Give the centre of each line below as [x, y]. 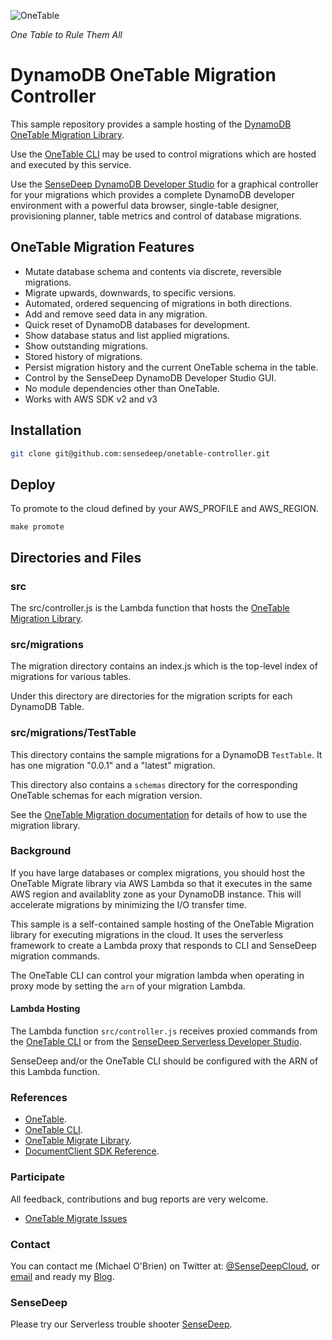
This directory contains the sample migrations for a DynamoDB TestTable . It [166, 754]
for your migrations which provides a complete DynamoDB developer [152, 194]
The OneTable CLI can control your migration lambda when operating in [157, 975]
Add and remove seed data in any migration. [116, 314]
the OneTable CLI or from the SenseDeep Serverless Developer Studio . [156, 1042]
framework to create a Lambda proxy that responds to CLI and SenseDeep [163, 945]
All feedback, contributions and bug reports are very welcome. [139, 1199]
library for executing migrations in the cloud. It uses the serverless [147, 934]
